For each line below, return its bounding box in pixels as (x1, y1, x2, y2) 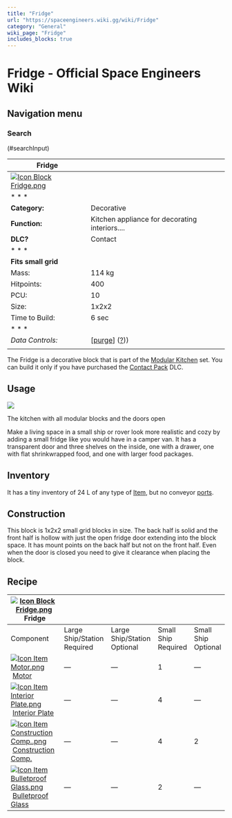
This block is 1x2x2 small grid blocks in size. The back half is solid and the (7, 526, 218, 535)
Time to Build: (10, 313, 55, 322)
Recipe (7, 576, 38, 587)
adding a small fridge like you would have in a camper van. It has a (7, 435, 197, 443)
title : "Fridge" (7, 10, 54, 17)
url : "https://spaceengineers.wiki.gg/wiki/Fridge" (7, 17, 159, 23)
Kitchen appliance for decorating (90, 215, 197, 224)
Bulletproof (12, 791, 49, 801)
